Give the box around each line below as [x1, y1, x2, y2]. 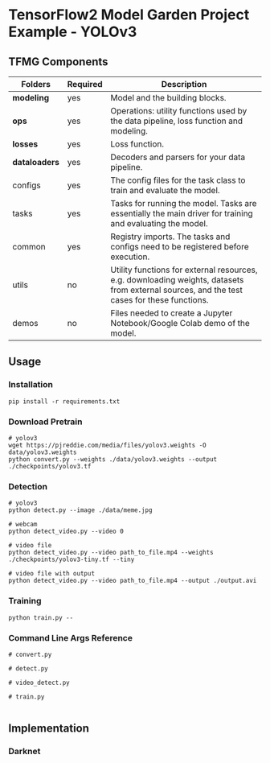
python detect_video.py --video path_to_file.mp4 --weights [8, 549, 215, 557]
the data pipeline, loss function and [110, 115, 243, 126]
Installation [8, 379, 54, 390]
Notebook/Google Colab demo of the [110, 318, 251, 328]
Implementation [8, 722, 90, 736]
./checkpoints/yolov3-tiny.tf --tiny [8, 555, 135, 564]
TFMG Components [8, 55, 108, 68]
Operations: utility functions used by [110, 105, 247, 116]
